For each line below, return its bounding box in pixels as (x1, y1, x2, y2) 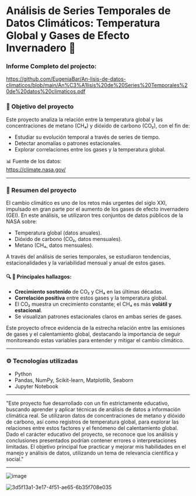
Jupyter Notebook (14, 383, 58, 390)
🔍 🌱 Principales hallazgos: (6, 273, 72, 280)
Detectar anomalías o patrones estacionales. (14, 139, 122, 147)
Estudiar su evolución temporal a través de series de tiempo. (14, 133, 160, 140)
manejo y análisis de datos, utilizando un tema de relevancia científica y (6, 449, 178, 456)
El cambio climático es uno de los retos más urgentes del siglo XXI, (6, 199, 167, 206)
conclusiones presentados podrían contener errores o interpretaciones (6, 437, 177, 444)
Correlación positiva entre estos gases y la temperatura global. (14, 294, 168, 302)
